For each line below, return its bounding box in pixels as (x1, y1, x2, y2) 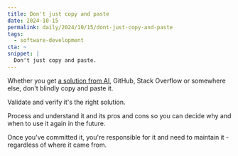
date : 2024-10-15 (7, 17, 59, 24)
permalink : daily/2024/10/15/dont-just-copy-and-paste (7, 24, 173, 31)
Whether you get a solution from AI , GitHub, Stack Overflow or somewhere (7, 76, 226, 85)
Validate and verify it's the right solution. (7, 98, 126, 106)
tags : (7, 30, 23, 38)
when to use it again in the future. (7, 119, 106, 128)
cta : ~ (7, 43, 27, 51)
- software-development (13, 37, 84, 44)
